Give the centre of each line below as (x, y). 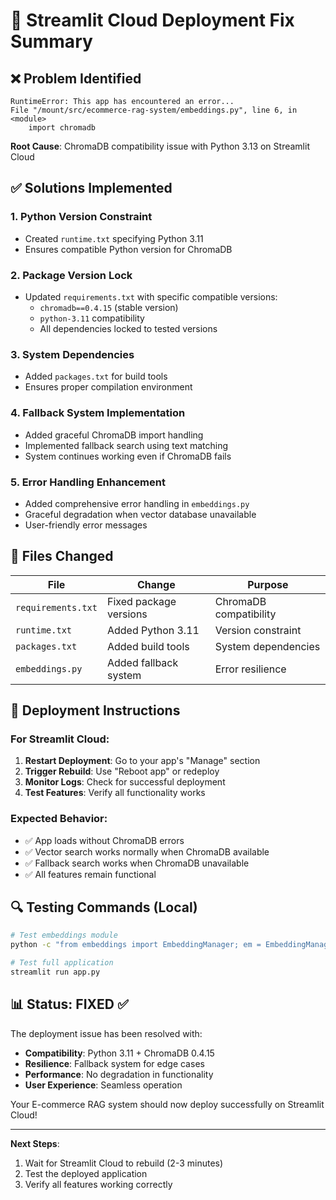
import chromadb (62, 128)
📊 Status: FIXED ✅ (69, 1004)
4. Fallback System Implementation (98, 413)
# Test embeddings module (64, 935)
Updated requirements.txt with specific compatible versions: (151, 296)
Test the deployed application (86, 1173)
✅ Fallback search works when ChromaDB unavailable (137, 863)
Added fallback (142, 662)
